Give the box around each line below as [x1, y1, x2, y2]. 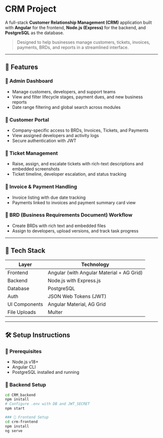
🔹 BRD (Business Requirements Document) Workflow [5, 211, 132, 218]
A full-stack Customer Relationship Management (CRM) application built [5, 19, 152, 25]
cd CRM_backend [5, 392, 36, 397]
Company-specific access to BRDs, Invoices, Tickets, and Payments [12, 127, 149, 133]
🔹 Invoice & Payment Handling [5, 183, 77, 190]
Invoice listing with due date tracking [12, 194, 86, 200]
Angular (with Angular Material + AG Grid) [48, 269, 143, 276]
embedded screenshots [12, 166, 60, 172]
